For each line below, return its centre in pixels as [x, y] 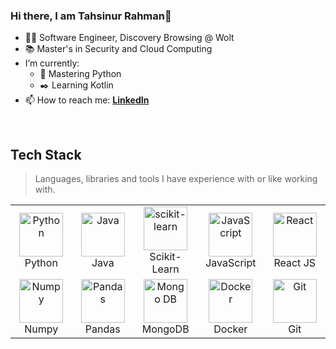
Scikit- [165, 257]
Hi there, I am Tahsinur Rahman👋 [91, 16]
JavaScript [231, 263]
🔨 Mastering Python [80, 74]
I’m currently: [52, 63]
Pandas [102, 329]
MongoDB [165, 329]
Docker [230, 329]
